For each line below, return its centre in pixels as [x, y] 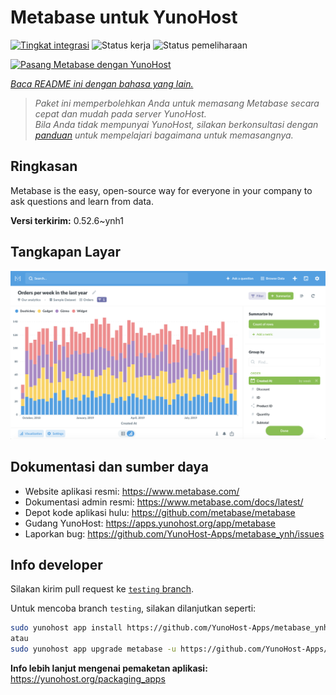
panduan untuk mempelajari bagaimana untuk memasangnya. [164, 135]
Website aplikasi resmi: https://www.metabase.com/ [132, 491]
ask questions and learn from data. [82, 201]
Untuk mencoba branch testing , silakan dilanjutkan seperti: [133, 608]
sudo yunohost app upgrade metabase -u [93, 649]
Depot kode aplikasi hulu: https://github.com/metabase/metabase [160, 512]
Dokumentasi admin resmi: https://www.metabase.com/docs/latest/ [164, 502]
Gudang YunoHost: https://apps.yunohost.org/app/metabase [150, 523]
